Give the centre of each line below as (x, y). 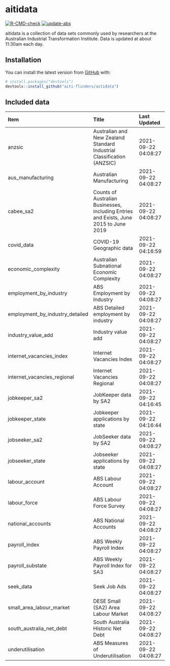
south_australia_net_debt (37, 628)
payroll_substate (27, 566)
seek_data (20, 587)
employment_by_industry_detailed (48, 314)
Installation (23, 60)
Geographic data (113, 248)
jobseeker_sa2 (25, 440)
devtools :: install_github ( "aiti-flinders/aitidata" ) (62, 86)
